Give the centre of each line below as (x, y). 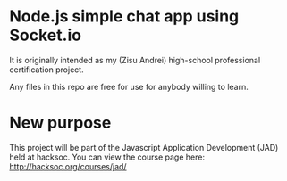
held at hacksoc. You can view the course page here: (107, 157)
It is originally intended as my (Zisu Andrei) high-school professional (135, 60)
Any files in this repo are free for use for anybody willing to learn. (129, 86)
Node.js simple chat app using (124, 16)
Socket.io (46, 35)
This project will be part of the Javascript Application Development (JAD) (144, 147)
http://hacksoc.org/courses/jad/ (68, 166)
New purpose (60, 123)
